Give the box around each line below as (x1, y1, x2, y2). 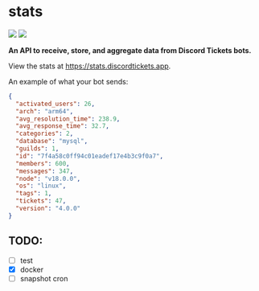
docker (19, 264, 44, 274)
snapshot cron (19, 273, 68, 283)
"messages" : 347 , (15, 167, 74, 175)
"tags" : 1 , (15, 190, 52, 198)
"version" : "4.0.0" (15, 204, 81, 213)
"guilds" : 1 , (15, 145, 60, 153)
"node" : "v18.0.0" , (15, 174, 81, 182)
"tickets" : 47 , (15, 197, 67, 205)
